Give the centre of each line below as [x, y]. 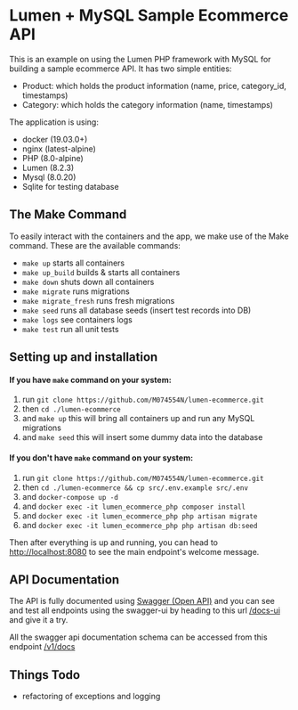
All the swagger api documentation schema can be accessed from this [139, 637]
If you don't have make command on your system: [101, 457]
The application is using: [54, 122]
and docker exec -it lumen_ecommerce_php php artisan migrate [140, 515]
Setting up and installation [84, 357]
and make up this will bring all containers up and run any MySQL [138, 419]
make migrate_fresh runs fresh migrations [98, 300]
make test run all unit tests [70, 329]
